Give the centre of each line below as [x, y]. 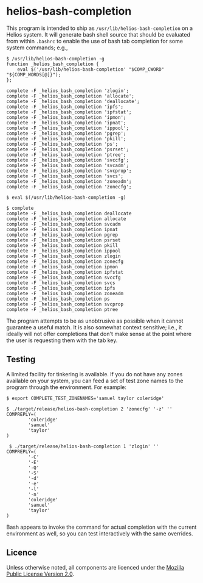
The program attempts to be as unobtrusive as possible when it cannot [95, 321]
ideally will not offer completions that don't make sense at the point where [99, 334]
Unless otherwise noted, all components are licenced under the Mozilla [95, 567]
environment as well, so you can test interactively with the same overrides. [100, 533]
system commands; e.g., [37, 48]
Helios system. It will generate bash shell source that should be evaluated [98, 34]
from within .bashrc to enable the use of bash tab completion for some [95, 41]
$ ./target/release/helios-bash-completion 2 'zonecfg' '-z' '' [89, 409]
